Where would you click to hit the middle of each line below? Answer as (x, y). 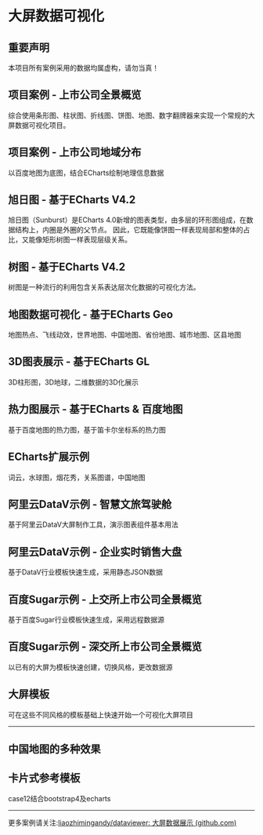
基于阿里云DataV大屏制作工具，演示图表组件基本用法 (93, 525)
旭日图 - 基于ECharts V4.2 (72, 200)
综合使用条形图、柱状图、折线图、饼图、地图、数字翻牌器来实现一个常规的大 (131, 115)
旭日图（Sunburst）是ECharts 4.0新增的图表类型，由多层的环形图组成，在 (127, 220)
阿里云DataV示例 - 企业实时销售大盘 (95, 551)
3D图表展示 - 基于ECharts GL (79, 362)
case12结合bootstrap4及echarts (59, 798)
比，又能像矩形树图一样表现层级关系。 (70, 239)
